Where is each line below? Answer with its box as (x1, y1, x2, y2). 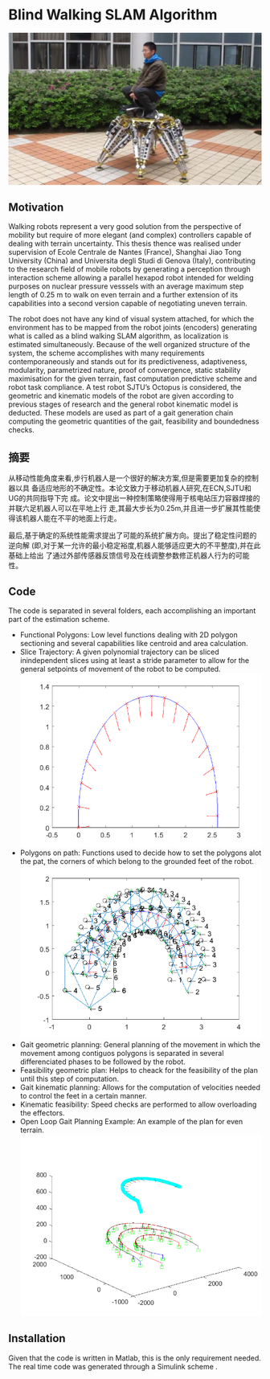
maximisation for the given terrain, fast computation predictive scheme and (8, 374, 257, 383)
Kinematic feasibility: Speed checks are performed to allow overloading (19, 1099, 257, 1110)
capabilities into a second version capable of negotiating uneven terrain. (8, 299, 247, 309)
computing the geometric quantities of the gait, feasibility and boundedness (8, 416, 260, 427)
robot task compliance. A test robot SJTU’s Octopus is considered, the (8, 383, 242, 392)
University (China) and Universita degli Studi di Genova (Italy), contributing (8, 256, 256, 266)
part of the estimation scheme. (8, 615, 110, 624)
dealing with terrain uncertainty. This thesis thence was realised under (8, 239, 242, 248)
